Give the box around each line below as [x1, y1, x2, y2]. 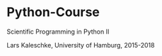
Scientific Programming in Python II [6, 27, 110, 36]
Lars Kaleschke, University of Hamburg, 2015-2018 [6, 41, 155, 49]
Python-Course [6, 4, 100, 20]
